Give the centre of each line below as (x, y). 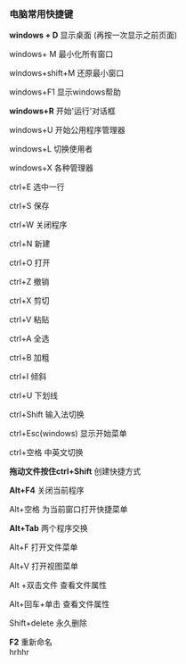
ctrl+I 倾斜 (28, 377)
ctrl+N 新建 (30, 244)
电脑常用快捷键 (41, 13)
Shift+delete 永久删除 (48, 623)
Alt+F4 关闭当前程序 (47, 490)
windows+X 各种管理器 (51, 168)
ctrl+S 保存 (29, 206)
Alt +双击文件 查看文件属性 (58, 585)
